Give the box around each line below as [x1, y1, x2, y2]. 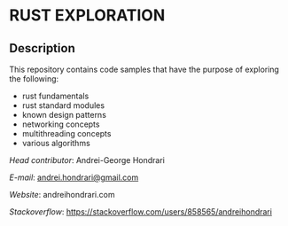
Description [9, 41, 75, 56]
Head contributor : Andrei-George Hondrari [9, 155, 166, 165]
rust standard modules [21, 100, 105, 111]
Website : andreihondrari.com [9, 190, 115, 199]
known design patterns [21, 110, 106, 120]
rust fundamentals [21, 90, 90, 101]
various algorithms [21, 138, 90, 148]
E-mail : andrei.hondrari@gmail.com [9, 172, 139, 183]
